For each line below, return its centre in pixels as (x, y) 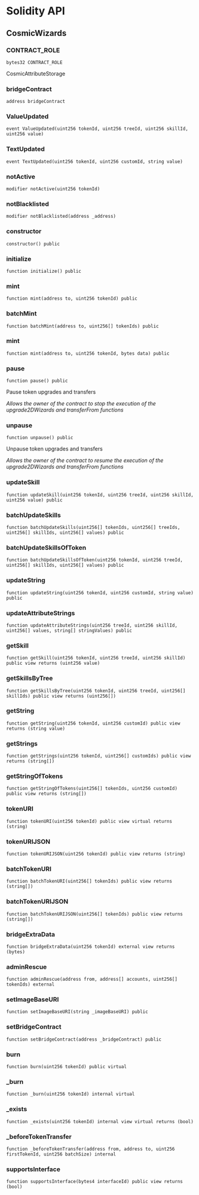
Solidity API (36, 11)
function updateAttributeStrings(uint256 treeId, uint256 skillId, (92, 625)
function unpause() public (40, 438)
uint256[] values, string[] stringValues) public (69, 630)
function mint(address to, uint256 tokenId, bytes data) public (88, 353)
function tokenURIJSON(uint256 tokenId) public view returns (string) (96, 854)
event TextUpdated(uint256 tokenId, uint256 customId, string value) (95, 162)
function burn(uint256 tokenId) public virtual (67, 1067)
